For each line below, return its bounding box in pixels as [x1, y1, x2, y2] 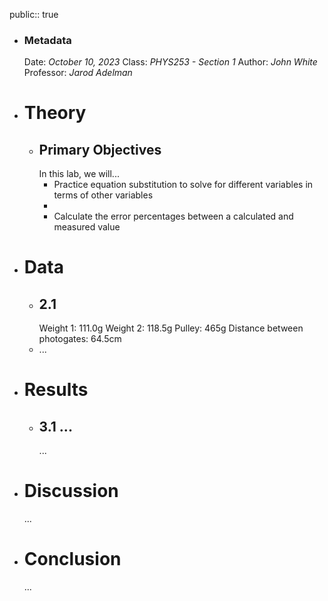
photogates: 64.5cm [38, 333, 122, 345]
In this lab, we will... [38, 168, 120, 180]
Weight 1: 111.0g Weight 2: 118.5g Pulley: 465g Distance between [38, 322, 304, 334]
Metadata [23, 33, 72, 47]
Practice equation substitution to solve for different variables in [53, 179, 314, 191]
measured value [53, 221, 121, 233]
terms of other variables [53, 189, 154, 201]
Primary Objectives [38, 141, 162, 158]
